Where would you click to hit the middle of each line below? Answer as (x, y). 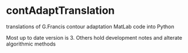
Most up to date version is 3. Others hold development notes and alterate (94, 37)
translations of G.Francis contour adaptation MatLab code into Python (90, 26)
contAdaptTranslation (61, 11)
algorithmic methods (31, 44)
